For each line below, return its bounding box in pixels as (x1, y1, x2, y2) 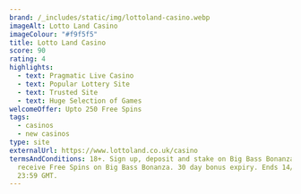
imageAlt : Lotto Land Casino (9, 21, 118, 30)
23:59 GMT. (17, 171, 58, 180)
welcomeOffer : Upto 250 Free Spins (9, 105, 142, 114)
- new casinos (17, 130, 70, 139)
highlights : (9, 63, 54, 72)
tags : (9, 113, 30, 122)
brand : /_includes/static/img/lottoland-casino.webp (9, 13, 211, 22)
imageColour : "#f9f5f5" (9, 30, 99, 38)
